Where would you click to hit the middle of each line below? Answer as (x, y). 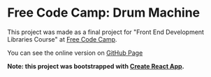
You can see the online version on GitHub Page (75, 53)
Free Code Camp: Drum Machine (104, 13)
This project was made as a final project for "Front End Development (106, 32)
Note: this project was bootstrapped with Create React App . (96, 66)
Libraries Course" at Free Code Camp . (62, 39)
